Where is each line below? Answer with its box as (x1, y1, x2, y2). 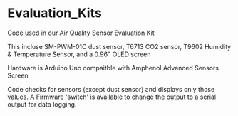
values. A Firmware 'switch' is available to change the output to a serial (7, 93, 216, 101)
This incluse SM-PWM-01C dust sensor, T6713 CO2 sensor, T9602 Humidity (7, 42, 232, 51)
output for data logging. (7, 100, 77, 108)
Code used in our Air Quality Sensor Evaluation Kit (7, 28, 155, 37)
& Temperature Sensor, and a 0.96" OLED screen (7, 50, 151, 58)
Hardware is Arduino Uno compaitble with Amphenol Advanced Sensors (7, 63, 219, 72)
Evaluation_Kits (7, 5, 102, 21)
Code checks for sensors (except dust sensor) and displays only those (7, 85, 215, 93)
